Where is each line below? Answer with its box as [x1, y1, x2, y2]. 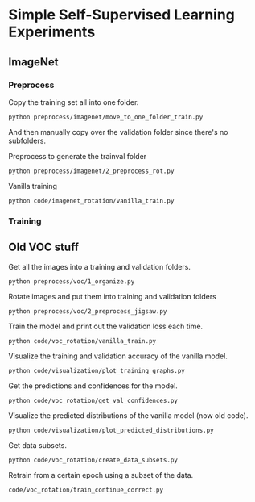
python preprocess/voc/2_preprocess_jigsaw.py [8, 307, 167, 316]
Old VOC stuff [8, 241, 79, 254]
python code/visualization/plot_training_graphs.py [8, 366, 185, 374]
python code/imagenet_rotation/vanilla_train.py [8, 196, 175, 205]
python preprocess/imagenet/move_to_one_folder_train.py [8, 113, 204, 121]
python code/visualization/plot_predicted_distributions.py [8, 426, 215, 434]
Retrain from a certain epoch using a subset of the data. [8, 470, 194, 479]
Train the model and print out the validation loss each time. [8, 321, 204, 331]
